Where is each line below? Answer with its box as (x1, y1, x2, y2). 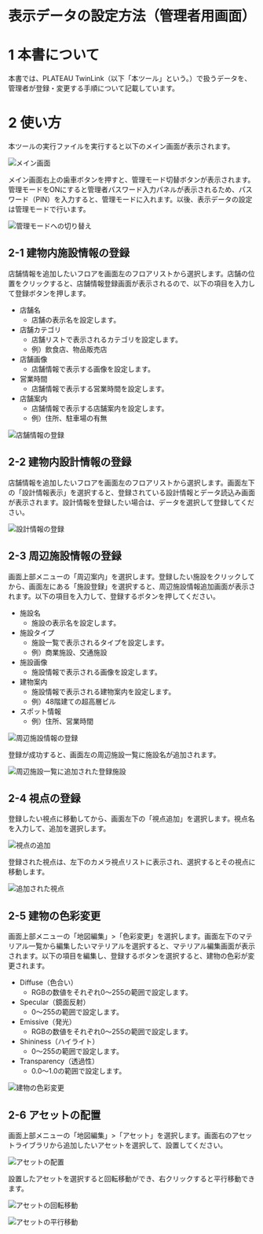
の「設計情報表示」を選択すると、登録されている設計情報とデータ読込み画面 (8, 487, 256, 497)
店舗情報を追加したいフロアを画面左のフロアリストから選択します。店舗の (8, 268, 249, 278)
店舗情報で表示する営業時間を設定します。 (31, 383, 169, 393)
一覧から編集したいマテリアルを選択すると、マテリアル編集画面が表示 (28, 941, 256, 951)
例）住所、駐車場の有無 (31, 413, 108, 423)
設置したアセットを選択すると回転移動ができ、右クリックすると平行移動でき (8, 1173, 255, 1183)
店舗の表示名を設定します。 (31, 315, 121, 324)
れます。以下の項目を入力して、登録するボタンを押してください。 (8, 591, 220, 600)
